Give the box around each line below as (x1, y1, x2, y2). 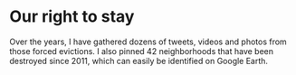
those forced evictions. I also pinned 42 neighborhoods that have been (9, 45, 274, 56)
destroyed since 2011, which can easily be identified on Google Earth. (9, 55, 269, 66)
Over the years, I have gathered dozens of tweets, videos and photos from (9, 36, 287, 47)
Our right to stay (9, 6, 135, 27)
